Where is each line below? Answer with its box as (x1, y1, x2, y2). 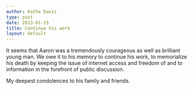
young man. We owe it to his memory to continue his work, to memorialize (6, 53, 187, 60)
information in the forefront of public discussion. (6, 66, 125, 73)
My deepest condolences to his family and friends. (6, 78, 131, 85)
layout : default (6, 31, 46, 37)
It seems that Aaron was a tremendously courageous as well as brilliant (6, 47, 181, 54)
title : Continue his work (6, 25, 70, 31)
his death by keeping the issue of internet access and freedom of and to (6, 60, 183, 67)
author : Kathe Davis (6, 8, 58, 15)
